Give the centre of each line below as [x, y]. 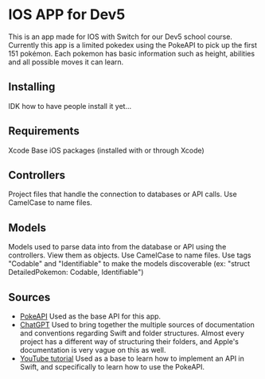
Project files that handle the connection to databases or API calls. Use [123, 194]
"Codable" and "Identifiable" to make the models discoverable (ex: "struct [129, 264]
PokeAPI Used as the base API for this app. [90, 316]
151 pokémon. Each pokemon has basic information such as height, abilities [132, 53]
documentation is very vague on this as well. [93, 350]
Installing [32, 87]
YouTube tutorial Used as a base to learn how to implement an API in [132, 358]
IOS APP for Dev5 [67, 15]
